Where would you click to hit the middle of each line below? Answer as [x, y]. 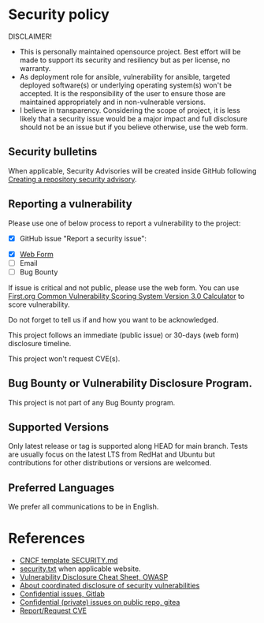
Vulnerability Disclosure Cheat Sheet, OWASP [94, 577]
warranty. [35, 68]
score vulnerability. [39, 304]
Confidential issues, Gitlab [62, 594]
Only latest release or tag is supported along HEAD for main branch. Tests [128, 446]
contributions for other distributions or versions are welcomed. [110, 463]
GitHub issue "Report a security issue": [83, 238]
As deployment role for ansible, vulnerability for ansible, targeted [125, 76]
